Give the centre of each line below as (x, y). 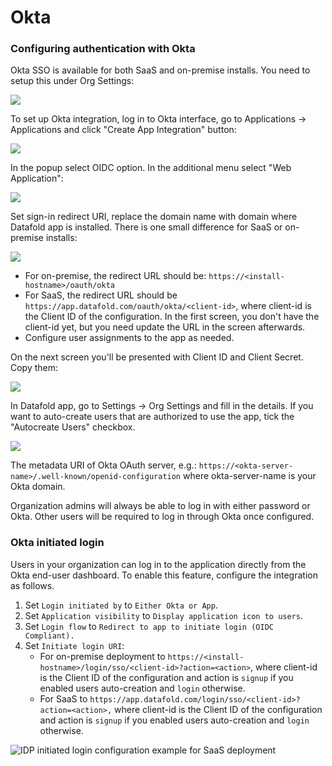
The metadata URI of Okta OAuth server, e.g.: (103, 465)
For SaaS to (63, 698)
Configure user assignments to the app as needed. (129, 338)
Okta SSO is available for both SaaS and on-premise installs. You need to (160, 70)
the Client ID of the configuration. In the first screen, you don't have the (172, 317)
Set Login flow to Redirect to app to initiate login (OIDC (149, 626)
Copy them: (34, 368)
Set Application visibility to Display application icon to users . (163, 615)
